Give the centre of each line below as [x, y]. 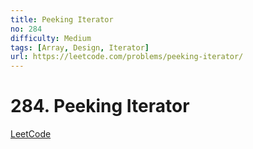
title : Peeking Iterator [62, 19]
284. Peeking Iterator [100, 106]
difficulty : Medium [51, 38]
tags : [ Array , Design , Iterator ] [80, 47]
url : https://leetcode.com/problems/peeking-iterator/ [127, 57]
